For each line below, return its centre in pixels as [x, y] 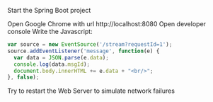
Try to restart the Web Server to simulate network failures [91, 91]
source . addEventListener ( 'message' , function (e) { [84, 51]
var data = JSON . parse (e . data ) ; [62, 57]
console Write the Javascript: [50, 32]
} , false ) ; [23, 77]
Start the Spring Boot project [49, 10]
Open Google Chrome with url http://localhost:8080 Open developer [107, 24]
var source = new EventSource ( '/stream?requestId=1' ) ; [90, 45]
